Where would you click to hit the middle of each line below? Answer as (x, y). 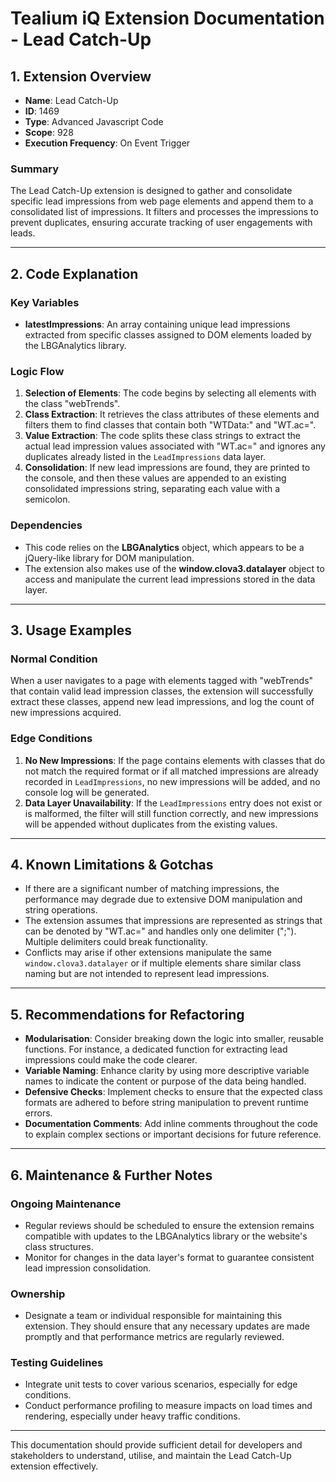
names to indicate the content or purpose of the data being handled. (165, 1081)
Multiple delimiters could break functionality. (116, 942)
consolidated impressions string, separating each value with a (152, 489)
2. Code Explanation (74, 273)
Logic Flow (37, 371)
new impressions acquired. (66, 713)
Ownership (38, 1294)
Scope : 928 (49, 132)
